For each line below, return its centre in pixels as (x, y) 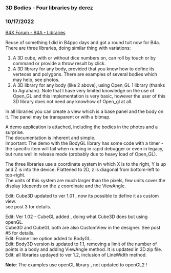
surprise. (15, 132)
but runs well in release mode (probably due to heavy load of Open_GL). (81, 154)
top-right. (15, 175)
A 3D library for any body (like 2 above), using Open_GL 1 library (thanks (89, 85)
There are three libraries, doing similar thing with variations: (68, 48)
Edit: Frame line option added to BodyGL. (49, 239)
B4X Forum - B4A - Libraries (35, 33)
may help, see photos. (36, 80)
